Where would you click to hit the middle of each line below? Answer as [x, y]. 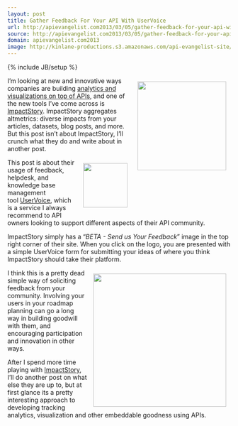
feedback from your [36, 288]
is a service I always [37, 208]
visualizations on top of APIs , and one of [66, 96]
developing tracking [36, 408]
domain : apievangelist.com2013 [53, 40]
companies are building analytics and [62, 88]
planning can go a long [41, 311]
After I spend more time [42, 362]
